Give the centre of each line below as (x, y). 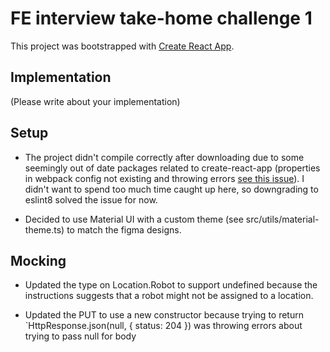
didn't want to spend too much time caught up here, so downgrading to (171, 189)
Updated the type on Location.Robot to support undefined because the (171, 285)
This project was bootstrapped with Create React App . (122, 46)
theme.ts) (44, 229)
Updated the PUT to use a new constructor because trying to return (164, 315)
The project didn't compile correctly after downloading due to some (164, 157)
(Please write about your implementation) (95, 101)
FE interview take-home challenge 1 (161, 18)
